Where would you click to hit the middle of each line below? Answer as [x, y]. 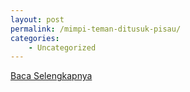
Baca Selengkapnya [51, 76]
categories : [35, 38]
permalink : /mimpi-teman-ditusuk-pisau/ [96, 29]
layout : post [37, 19]
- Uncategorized [62, 47]
